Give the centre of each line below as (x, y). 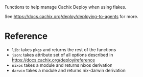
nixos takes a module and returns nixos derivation (62, 65)
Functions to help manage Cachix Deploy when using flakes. (66, 7)
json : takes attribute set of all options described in (62, 55)
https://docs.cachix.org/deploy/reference (53, 60)
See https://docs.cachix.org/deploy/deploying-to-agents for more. (71, 16)
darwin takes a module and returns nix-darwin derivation (69, 70)
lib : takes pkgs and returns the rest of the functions (64, 49)
